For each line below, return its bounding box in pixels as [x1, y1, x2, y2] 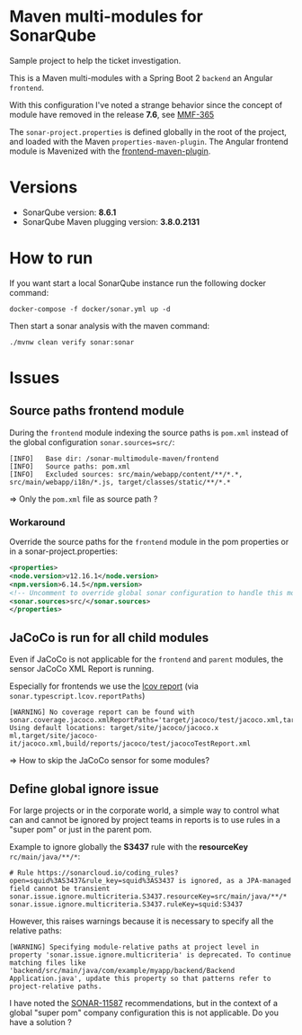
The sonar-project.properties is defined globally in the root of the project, [9, 126, 288, 137]
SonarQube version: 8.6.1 [22, 207, 117, 218]
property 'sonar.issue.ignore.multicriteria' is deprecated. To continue [9, 950, 292, 959]
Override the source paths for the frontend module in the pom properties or [9, 537, 289, 548]
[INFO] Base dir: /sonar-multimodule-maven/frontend [9, 454, 219, 463]
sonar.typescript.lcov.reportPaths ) [9, 691, 146, 701]
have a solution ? [9, 1016, 72, 1027]
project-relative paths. [9, 982, 102, 991]
